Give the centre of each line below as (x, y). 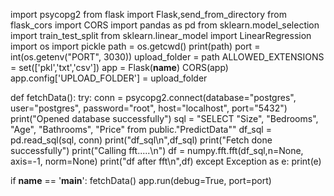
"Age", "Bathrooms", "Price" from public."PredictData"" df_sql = (141, 129)
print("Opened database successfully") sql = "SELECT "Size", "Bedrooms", (164, 118)
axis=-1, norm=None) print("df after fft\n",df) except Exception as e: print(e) (166, 161)
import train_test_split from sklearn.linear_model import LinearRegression (161, 35)
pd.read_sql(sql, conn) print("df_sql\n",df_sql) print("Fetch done (141, 140)
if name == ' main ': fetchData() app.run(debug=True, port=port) (141, 180)
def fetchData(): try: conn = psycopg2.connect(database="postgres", (153, 97)
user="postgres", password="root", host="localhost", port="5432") (149, 108)
